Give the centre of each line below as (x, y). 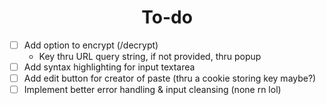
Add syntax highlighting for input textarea (109, 67)
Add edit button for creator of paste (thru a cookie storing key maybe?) (170, 78)
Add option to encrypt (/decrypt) (91, 45)
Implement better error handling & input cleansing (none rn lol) (152, 90)
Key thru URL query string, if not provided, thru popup (150, 56)
